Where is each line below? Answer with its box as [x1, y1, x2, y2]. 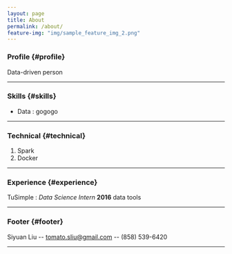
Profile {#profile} [7, 52, 66, 62]
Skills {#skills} [7, 91, 57, 101]
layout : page [7, 10, 45, 17]
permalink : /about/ [7, 23, 64, 30]
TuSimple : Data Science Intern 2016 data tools [7, 193, 142, 202]
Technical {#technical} [7, 130, 86, 140]
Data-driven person [7, 68, 64, 76]
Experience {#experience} [7, 177, 98, 187]
